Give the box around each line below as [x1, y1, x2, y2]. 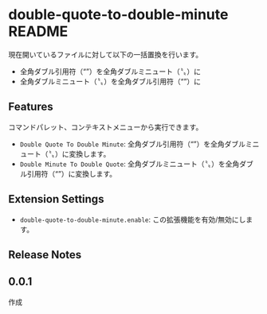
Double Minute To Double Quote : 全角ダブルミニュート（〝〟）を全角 [19, 159, 240, 169]
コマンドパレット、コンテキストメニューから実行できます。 [8, 122, 203, 132]
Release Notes [8, 248, 82, 262]
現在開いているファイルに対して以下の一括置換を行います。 [8, 49, 203, 59]
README [8, 22, 69, 41]
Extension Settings [8, 192, 104, 206]
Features [8, 100, 53, 114]
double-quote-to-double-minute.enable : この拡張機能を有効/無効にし [19, 215, 246, 224]
